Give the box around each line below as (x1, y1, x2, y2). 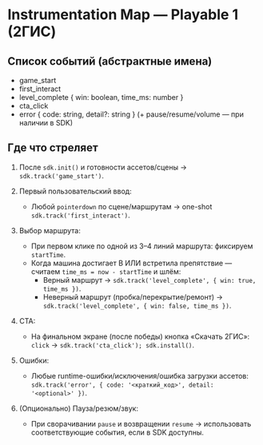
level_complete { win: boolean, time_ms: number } (18, 93, 184, 101)
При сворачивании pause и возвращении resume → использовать (30, 419, 252, 428)
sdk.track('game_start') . (18, 170, 105, 181)
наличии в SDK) (18, 118, 74, 127)
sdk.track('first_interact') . (30, 210, 130, 220)
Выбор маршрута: (18, 225, 81, 235)
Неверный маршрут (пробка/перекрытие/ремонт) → (42, 292, 223, 301)
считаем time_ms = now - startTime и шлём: (30, 266, 181, 276)
